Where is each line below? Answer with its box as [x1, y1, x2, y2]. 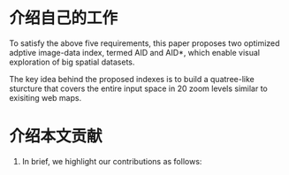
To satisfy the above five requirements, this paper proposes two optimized [9, 37, 280, 49]
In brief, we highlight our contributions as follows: [21, 156, 202, 166]
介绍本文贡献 [9, 126, 103, 147]
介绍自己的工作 [9, 8, 118, 28]
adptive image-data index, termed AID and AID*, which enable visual [9, 47, 261, 57]
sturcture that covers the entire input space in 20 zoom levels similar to [9, 83, 268, 94]
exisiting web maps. [9, 92, 82, 103]
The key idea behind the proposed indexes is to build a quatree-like [9, 73, 255, 84]
